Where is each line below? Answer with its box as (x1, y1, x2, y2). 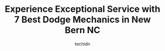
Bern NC (64, 25, 100, 36)
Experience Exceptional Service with (4, 3, 160, 15)
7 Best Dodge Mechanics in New (14, 14, 151, 25)
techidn (74, 41, 90, 47)
